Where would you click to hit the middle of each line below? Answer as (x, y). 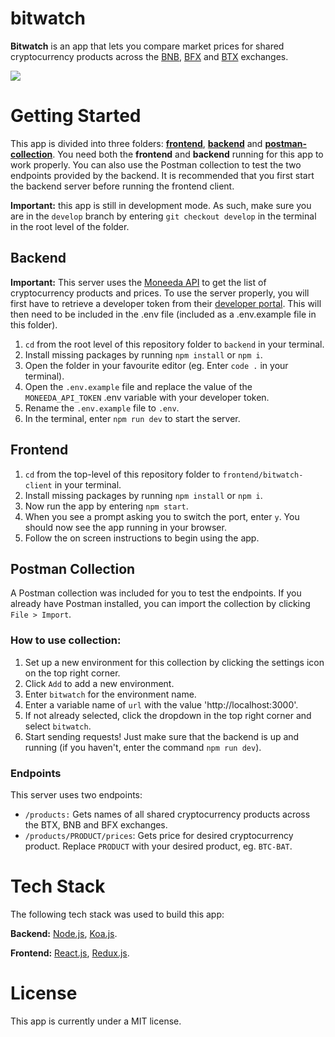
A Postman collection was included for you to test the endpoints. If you (156, 593)
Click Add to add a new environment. (99, 683)
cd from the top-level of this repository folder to (122, 474)
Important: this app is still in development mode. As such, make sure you (161, 205)
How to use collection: (66, 640)
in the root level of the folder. (70, 226)
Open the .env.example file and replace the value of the (138, 386)
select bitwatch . (58, 726)
